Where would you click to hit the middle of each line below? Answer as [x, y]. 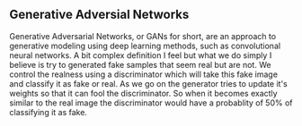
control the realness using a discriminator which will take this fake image [144, 74]
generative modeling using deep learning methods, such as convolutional [145, 46]
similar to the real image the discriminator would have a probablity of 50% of [151, 103]
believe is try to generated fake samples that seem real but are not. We [140, 64]
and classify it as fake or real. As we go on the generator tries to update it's [148, 83]
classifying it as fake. [49, 112]
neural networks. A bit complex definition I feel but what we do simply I [141, 55]
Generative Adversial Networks [99, 15]
